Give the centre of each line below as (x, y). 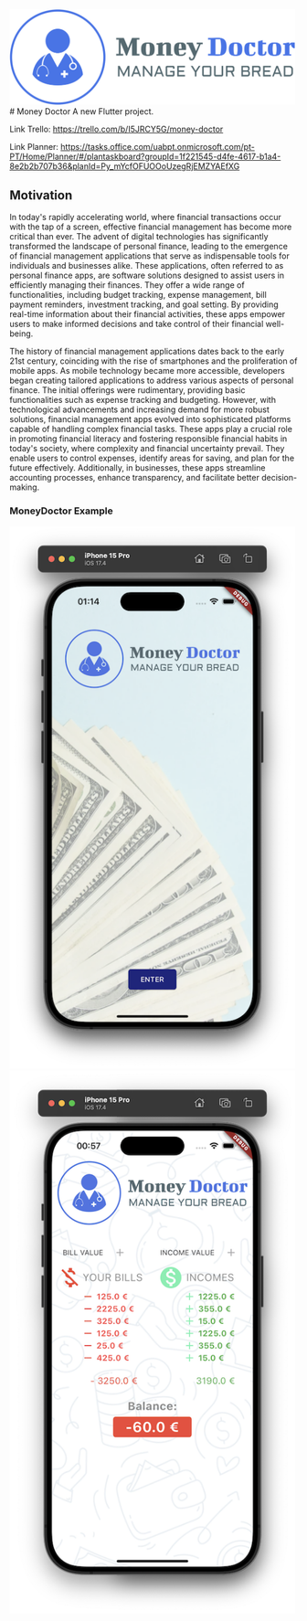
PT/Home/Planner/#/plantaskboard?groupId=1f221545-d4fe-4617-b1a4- (145, 157)
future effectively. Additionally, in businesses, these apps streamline (138, 468)
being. (21, 334)
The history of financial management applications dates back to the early (147, 352)
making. (25, 487)
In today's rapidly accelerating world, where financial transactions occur (145, 217)
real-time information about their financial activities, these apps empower (148, 314)
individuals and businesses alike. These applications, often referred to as (147, 266)
